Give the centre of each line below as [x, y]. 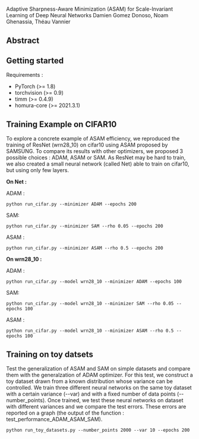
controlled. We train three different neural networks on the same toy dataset [99, 388]
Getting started [35, 60]
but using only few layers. [38, 170]
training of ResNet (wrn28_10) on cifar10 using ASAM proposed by [87, 145]
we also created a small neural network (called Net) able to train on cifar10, [98, 164]
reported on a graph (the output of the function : [65, 413]
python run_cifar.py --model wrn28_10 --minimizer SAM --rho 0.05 [90, 304]
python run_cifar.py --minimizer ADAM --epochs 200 [71, 204]
